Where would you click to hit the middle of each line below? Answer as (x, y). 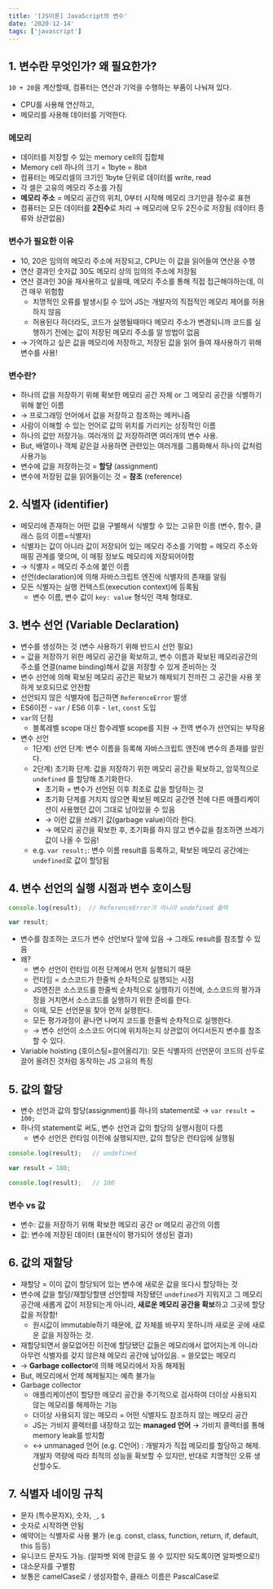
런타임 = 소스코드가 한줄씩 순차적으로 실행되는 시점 (113, 979)
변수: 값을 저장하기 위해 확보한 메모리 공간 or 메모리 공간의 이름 (120, 1224)
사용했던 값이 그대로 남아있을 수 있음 (117, 809)
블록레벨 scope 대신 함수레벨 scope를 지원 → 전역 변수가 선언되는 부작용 (149, 728)
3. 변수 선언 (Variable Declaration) (94, 625)
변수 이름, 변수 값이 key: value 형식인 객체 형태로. (112, 596)
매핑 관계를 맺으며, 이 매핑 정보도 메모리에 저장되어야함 (107, 556)
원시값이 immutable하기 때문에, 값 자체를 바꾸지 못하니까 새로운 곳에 (141, 1324)
